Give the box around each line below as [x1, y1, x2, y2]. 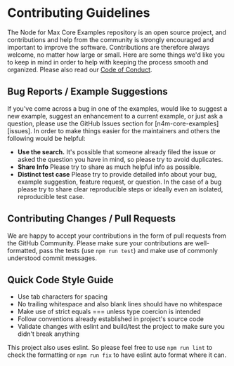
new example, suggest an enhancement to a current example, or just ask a [7, 111, 223, 120]
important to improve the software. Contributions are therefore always [7, 43, 210, 51]
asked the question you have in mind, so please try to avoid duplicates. [17, 155, 223, 163]
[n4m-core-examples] [154, 119, 219, 128]
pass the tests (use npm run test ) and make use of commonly [39, 246, 218, 255]
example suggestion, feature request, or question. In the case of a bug [17, 177, 222, 186]
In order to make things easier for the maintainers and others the [34, 126, 221, 135]
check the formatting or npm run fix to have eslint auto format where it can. [7, 351, 227, 359]
